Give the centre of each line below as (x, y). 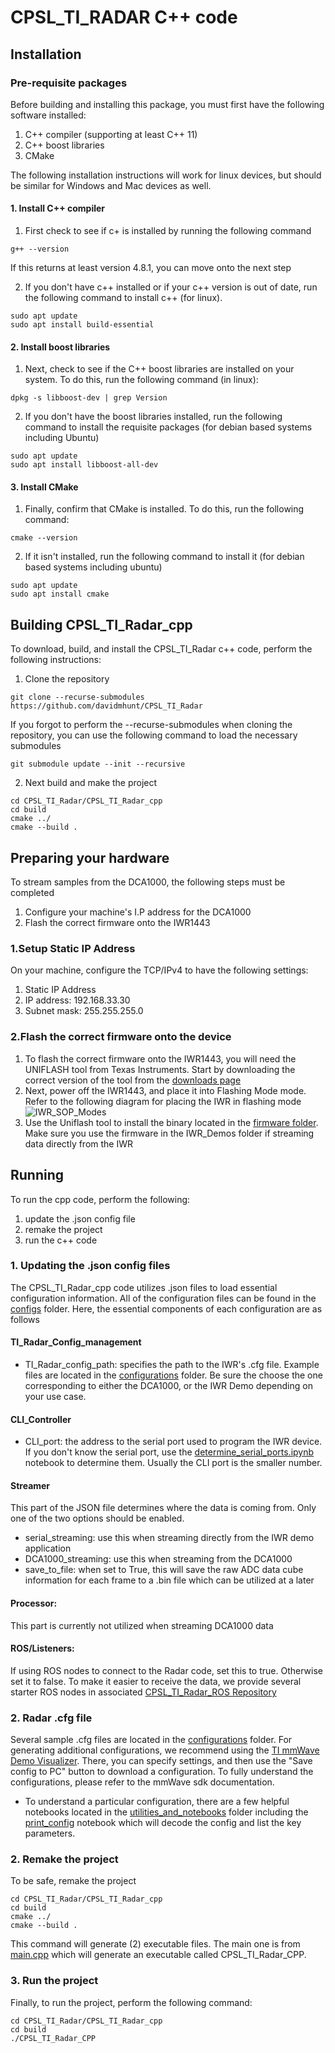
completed (32, 893)
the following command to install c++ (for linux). (123, 298)
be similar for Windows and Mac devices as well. (111, 185)
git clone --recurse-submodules (77, 697)
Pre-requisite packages (69, 83)
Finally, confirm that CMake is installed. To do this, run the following (164, 509)
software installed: (48, 115)
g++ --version (40, 249)
